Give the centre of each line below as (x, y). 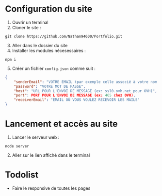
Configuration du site (49, 9)
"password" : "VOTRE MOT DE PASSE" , (50, 86)
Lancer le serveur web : (36, 137)
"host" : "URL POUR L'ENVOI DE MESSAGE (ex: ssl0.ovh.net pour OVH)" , (86, 91)
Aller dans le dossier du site (40, 45)
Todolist (22, 175)
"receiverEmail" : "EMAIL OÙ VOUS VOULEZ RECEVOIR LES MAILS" (77, 100)
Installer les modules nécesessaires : (49, 50)
